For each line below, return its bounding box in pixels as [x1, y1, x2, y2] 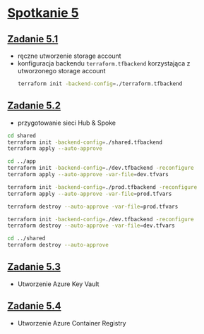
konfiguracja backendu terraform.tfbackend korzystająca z [17, 59, 191, 68]
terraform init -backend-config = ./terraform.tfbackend [17, 80, 183, 87]
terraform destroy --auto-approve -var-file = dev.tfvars [7, 222, 175, 230]
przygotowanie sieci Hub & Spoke [17, 118, 116, 127]
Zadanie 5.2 [7, 100, 61, 112]
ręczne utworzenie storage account [17, 51, 121, 60]
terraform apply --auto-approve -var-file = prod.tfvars [7, 190, 172, 197]
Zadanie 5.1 [7, 33, 59, 45]
